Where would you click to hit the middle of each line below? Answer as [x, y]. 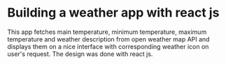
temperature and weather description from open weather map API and [108, 39]
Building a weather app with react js [113, 13]
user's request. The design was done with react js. [80, 54]
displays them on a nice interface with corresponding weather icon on [108, 46]
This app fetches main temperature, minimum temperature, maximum [107, 32]
